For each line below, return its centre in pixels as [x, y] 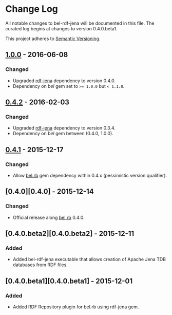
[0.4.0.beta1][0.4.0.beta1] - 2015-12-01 [69, 281]
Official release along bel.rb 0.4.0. [49, 217]
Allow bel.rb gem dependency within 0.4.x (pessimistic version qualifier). [90, 175]
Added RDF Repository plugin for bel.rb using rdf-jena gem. [76, 307]
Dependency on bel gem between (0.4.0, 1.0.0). [63, 134]
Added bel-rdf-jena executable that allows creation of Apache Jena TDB [89, 260]
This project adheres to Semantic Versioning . [53, 39]
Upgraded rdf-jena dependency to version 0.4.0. [64, 81]
